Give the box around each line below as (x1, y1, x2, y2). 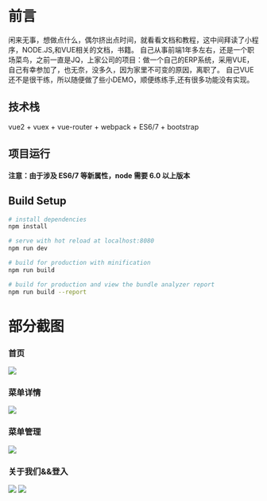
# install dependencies (8, 216, 87, 223)
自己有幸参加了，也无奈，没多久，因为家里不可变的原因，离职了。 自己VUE (8, 64, 254, 74)
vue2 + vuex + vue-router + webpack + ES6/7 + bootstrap (8, 122, 199, 131)
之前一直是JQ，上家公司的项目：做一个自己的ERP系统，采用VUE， (35, 55, 254, 64)
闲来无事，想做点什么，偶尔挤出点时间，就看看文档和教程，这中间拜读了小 (8, 35, 252, 45)
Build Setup (8, 194, 67, 208)
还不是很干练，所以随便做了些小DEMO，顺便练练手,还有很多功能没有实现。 (8, 75, 254, 84)
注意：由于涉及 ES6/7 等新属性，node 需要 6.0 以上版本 (8, 170, 191, 180)
